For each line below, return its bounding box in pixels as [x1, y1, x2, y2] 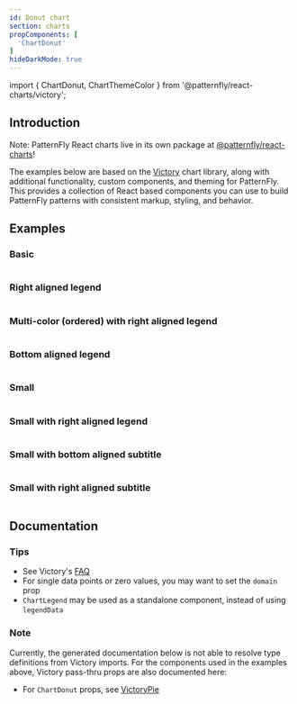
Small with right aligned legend [9, 415, 148, 428]
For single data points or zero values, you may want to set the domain [22, 575, 277, 586]
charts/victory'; [9, 89, 67, 100]
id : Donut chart [9, 13, 70, 23]
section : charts [9, 22, 70, 31]
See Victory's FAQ [22, 566, 90, 577]
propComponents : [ [9, 30, 78, 39]
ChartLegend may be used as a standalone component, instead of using [22, 595, 286, 606]
